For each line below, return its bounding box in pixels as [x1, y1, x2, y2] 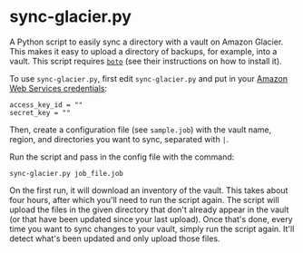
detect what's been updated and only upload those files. [9, 233, 220, 244]
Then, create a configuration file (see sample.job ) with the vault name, [9, 124, 272, 135]
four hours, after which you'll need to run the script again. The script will [9, 194, 279, 205]
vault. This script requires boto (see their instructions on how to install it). [9, 55, 283, 66]
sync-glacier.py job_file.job [9, 169, 124, 178]
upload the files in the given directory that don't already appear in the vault [9, 204, 289, 215]
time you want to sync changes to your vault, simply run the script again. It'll [9, 223, 295, 234]
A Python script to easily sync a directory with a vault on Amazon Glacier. [9, 36, 284, 47]
